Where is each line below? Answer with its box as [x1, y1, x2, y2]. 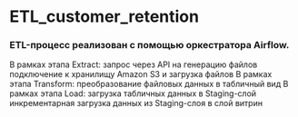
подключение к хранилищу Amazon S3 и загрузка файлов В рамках [9, 69, 273, 80]
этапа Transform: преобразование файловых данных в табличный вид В [9, 79, 289, 90]
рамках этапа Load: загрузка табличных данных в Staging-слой [9, 88, 257, 99]
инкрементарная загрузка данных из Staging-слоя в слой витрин [9, 98, 263, 109]
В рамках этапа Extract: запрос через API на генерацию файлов [9, 59, 258, 70]
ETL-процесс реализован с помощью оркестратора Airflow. [9, 39, 290, 52]
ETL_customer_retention [9, 6, 200, 27]
